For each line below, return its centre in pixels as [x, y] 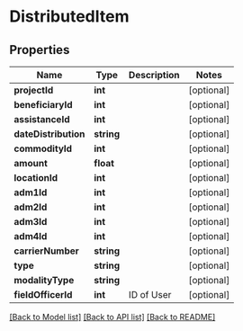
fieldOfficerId [43, 295]
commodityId [43, 148]
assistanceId [42, 119]
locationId [36, 178]
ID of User [150, 295]
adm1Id [31, 192]
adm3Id [31, 222]
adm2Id [31, 207]
